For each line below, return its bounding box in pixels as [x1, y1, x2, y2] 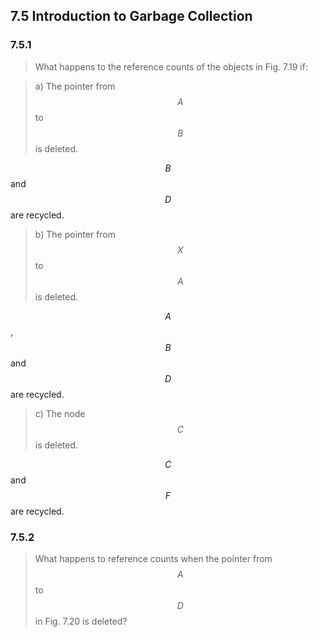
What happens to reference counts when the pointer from [34, 552, 273, 564]
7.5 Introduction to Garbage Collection [10, 8, 253, 25]
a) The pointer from [34, 80, 116, 92]
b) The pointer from [34, 228, 116, 240]
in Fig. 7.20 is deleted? [34, 615, 128, 627]
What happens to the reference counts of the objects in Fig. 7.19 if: [34, 60, 308, 73]
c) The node [34, 407, 86, 419]
